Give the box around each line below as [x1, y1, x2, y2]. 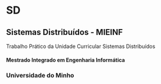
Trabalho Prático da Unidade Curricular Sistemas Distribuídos [6, 43, 156, 50]
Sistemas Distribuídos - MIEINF [6, 27, 123, 37]
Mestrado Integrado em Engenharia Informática [6, 56, 125, 63]
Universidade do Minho [6, 71, 75, 79]
